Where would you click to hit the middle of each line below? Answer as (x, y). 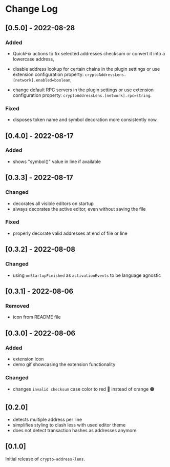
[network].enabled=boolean (41, 80)
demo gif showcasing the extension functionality (64, 364)
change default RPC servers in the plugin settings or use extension (83, 90)
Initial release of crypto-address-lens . (45, 459)
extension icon (28, 359)
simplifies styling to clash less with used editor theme (69, 425)
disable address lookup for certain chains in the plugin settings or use (86, 69)
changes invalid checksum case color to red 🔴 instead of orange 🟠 (83, 389)
